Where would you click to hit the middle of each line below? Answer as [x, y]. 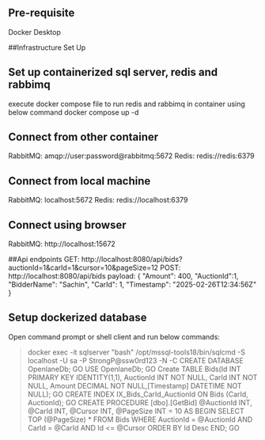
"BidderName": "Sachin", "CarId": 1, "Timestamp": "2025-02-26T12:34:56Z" [132, 285]
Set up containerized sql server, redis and [113, 72]
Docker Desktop [34, 32]
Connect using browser [67, 225]
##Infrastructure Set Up [47, 47]
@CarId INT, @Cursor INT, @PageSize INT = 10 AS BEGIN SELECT [136, 411]
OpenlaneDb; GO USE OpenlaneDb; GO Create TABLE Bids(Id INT [134, 369]
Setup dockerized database [78, 318]
